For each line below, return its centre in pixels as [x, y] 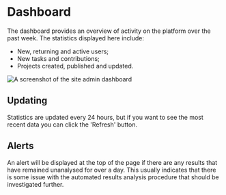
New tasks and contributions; [58, 58]
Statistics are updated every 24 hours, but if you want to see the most [105, 117]
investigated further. [36, 184]
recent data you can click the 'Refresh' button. [72, 125]
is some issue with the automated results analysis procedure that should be [113, 177]
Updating [27, 101]
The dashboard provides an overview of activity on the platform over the [109, 31]
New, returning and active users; [63, 51]
